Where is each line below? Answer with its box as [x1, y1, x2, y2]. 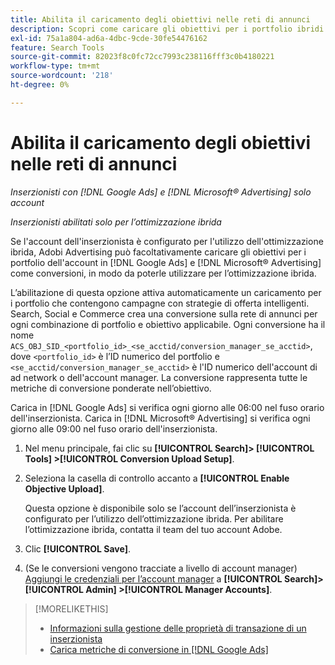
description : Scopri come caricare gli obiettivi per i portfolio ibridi [10, 24, 325, 34]
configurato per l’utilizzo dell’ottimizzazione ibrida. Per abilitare [24, 512, 284, 525]
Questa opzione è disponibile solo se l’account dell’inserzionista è [24, 502, 297, 514]
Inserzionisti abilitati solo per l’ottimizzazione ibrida [10, 216, 222, 228]
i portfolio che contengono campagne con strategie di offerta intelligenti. [10, 297, 310, 309]
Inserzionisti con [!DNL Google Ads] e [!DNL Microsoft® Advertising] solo [10, 186, 312, 198]
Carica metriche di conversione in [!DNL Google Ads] [49, 643, 269, 655]
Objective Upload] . [24, 482, 105, 495]
